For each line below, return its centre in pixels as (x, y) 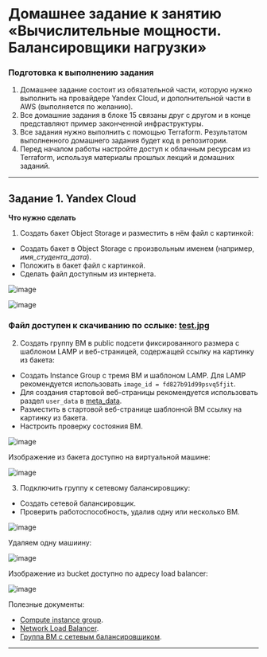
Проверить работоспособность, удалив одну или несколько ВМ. (130, 511)
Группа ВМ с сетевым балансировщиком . (91, 636)
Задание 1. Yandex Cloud (72, 199)
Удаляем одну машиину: (50, 542)
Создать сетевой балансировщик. (78, 503)
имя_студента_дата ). (56, 257)
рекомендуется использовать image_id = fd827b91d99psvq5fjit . (128, 384)
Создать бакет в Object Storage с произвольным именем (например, (137, 248)
